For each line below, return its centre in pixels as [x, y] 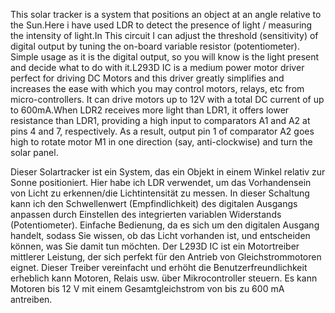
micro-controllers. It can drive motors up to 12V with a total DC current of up [167, 99]
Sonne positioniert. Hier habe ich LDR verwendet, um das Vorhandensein [161, 182]
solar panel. [34, 152]
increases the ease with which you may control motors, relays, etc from [157, 88]
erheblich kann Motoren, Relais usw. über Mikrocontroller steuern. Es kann [164, 278]
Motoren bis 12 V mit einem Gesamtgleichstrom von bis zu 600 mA [147, 288]
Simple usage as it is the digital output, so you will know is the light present [165, 57]
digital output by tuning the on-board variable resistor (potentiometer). [155, 46]
